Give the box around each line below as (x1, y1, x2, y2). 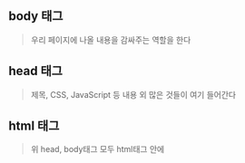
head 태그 (8, 63, 63, 79)
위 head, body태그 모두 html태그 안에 (30, 144, 165, 155)
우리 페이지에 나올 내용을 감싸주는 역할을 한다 (30, 34, 191, 45)
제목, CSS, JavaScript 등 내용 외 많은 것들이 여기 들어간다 (30, 89, 237, 100)
